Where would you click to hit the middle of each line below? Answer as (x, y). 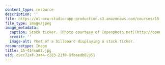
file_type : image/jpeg (28, 23)
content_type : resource (29, 10)
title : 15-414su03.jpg (28, 50)
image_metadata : (22, 28)
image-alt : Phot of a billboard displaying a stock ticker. (72, 42)
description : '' (22, 14)
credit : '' (21, 37)
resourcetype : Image (26, 46)
